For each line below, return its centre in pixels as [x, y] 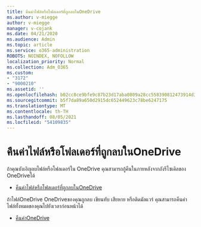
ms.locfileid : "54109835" [39, 123]
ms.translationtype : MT [36, 106]
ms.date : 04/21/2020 [33, 34]
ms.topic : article [30, 45]
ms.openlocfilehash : [33, 95]
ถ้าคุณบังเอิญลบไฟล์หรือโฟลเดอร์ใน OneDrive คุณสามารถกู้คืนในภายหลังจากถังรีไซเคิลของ [97, 169]
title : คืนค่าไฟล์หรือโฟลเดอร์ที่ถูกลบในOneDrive [54, 12]
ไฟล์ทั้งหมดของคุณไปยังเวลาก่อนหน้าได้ [45, 206]
